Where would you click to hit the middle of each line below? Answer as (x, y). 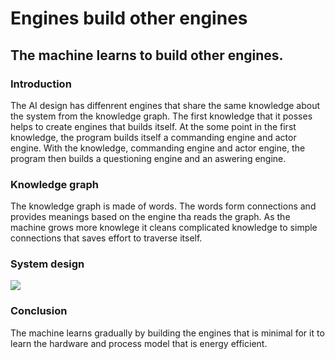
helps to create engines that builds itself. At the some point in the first (153, 126)
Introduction (41, 84)
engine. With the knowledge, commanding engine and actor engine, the (158, 148)
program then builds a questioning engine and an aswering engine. (148, 158)
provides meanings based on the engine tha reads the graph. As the (150, 217)
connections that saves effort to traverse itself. (106, 238)
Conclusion (39, 311)
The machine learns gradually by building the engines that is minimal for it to (167, 333)
